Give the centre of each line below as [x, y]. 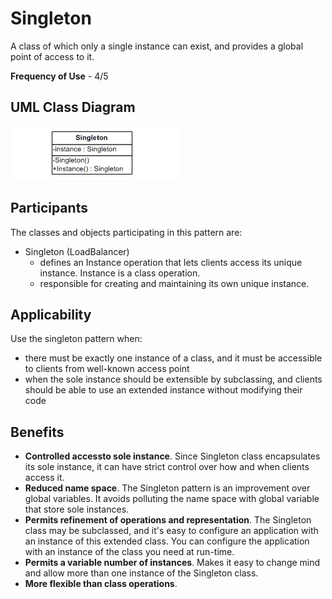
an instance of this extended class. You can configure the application [167, 541]
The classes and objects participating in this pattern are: [126, 232]
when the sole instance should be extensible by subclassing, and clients [173, 379]
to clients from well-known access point [107, 369]
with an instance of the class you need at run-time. [129, 552]
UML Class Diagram [73, 107]
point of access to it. [52, 56]
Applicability [51, 314]
